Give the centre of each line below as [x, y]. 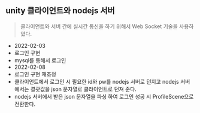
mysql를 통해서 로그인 [40, 60]
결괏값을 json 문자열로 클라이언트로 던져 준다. [84, 89]
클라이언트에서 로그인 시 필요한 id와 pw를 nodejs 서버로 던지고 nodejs [96, 81]
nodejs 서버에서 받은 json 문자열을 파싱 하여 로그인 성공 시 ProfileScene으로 [104, 96]
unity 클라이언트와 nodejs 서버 [60, 11]
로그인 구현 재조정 [35, 74]
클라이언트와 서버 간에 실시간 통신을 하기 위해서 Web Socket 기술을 [99, 26]
